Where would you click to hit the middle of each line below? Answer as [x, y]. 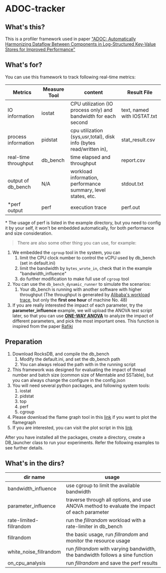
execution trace [89, 207]
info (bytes [83, 143]
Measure [53, 89]
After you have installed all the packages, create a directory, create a [75, 437]
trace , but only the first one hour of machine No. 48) [73, 300]
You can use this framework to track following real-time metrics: [70, 77]
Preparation [24, 342]
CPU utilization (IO [92, 104]
